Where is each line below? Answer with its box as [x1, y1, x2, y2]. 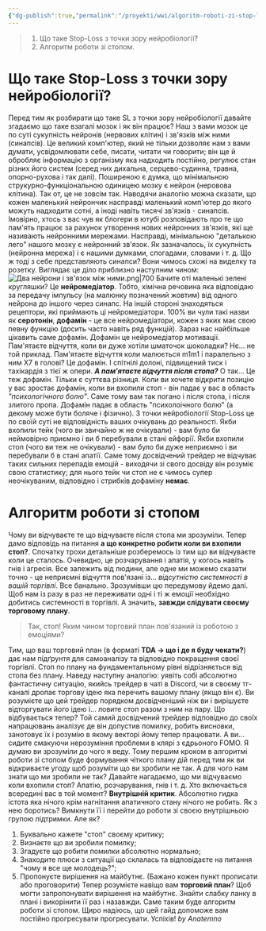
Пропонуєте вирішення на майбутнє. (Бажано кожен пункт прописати [19, 871, 258, 881]
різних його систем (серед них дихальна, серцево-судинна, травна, [8, 164, 239, 173]
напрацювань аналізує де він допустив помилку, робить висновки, [8, 720, 235, 731]
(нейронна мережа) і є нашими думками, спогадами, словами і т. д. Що [8, 248, 252, 257]
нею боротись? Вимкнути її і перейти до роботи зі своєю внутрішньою [8, 805, 249, 815]
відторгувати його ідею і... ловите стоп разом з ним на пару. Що [8, 704, 226, 713]
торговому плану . [8, 605, 70, 616]
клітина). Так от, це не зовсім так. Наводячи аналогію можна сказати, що [8, 188, 256, 199]
